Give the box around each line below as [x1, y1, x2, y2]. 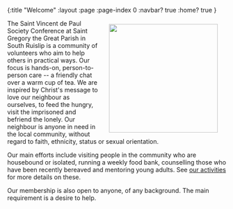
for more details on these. [7, 173, 81, 181]
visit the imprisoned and [7, 108, 77, 116]
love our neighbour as [7, 93, 70, 101]
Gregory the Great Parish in [7, 34, 86, 42]
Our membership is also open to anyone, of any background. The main [7, 187, 210, 194]
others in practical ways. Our [7, 56, 90, 65]
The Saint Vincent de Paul [7, 19, 81, 27]
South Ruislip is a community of [7, 42, 98, 49]
